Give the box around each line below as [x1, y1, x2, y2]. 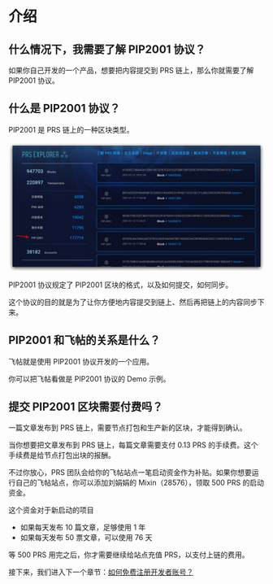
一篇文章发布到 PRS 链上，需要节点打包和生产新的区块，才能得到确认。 [8, 423, 247, 433]
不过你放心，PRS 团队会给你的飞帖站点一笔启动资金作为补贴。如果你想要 [8, 468, 252, 477]
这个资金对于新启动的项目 [8, 505, 94, 515]
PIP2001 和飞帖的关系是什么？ [8, 333, 161, 347]
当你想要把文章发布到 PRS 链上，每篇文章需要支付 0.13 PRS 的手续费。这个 [8, 440, 258, 450]
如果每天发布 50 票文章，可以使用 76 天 [19, 533, 153, 543]
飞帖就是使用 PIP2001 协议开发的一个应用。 [8, 356, 154, 366]
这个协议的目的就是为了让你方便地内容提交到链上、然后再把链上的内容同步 [8, 297, 258, 307]
